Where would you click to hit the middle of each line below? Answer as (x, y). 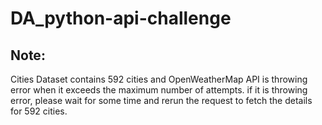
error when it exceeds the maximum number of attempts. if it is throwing (159, 90)
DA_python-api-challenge (121, 18)
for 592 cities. (39, 111)
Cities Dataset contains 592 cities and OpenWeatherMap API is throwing (159, 79)
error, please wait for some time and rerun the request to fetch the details (161, 100)
